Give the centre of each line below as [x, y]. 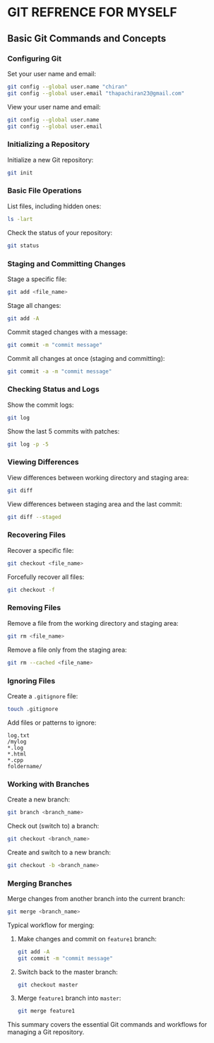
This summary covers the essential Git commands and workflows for [107, 1025]
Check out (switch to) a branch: [53, 826]
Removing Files [34, 608]
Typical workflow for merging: [51, 925]
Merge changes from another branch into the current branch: [96, 898]
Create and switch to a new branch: [59, 852]
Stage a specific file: [37, 279]
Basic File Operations [44, 191]
